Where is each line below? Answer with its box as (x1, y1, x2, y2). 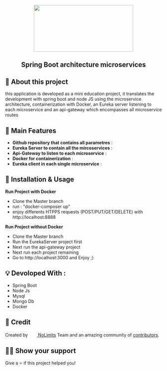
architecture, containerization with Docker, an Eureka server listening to (5, 101, 152, 107)
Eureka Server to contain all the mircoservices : (12, 145, 113, 151)
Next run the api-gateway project (12, 244, 81, 250)
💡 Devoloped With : (5, 269, 66, 278)
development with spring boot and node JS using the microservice (5, 96, 142, 102)
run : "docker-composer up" (12, 203, 71, 209)
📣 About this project (5, 77, 68, 86)
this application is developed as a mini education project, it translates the (5, 91, 155, 97)
